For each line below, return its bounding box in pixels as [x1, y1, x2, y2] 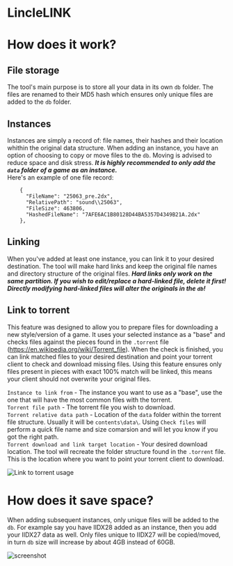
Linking [7, 236, 40, 248]
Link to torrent [7, 304, 70, 316]
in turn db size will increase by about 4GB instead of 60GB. [7, 537, 175, 546]
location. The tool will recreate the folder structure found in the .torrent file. [7, 447, 226, 455]
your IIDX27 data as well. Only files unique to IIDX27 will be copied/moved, [7, 530, 221, 539]
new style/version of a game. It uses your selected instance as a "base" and [7, 330, 225, 338]
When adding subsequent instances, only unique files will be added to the [7, 515, 219, 524]
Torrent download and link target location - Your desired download [7, 440, 208, 448]
